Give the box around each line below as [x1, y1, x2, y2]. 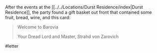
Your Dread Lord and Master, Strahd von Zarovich [17, 34, 119, 39]
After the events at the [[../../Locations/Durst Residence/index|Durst [5, 4, 143, 10]
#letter [5, 43, 19, 49]
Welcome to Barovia [17, 24, 58, 30]
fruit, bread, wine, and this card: [5, 15, 71, 20]
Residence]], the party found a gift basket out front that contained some [5, 9, 152, 15]
